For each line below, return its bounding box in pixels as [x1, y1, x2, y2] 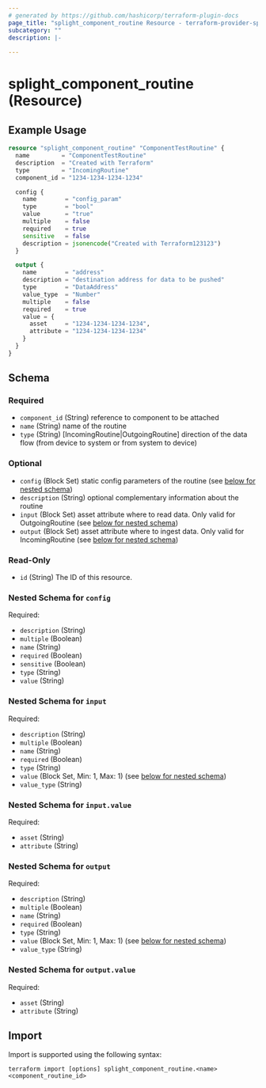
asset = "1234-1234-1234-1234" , [28, 320, 150, 328]
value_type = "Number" [22, 290, 101, 298]
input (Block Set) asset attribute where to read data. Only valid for [19, 510, 236, 519]
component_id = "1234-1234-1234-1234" [15, 173, 144, 182]
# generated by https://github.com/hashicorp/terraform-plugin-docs [8, 11, 239, 20]
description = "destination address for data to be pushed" [22, 276, 225, 284]
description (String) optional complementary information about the [19, 492, 239, 502]
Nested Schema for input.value [8, 799, 132, 810]
